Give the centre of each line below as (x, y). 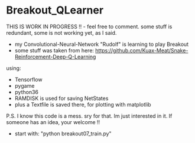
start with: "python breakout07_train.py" (63, 134)
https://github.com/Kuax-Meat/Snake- (142, 50)
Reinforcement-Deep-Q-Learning (55, 56)
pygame (25, 85)
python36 (27, 92)
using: (14, 68)
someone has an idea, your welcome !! (53, 122)
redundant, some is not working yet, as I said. (61, 32)
